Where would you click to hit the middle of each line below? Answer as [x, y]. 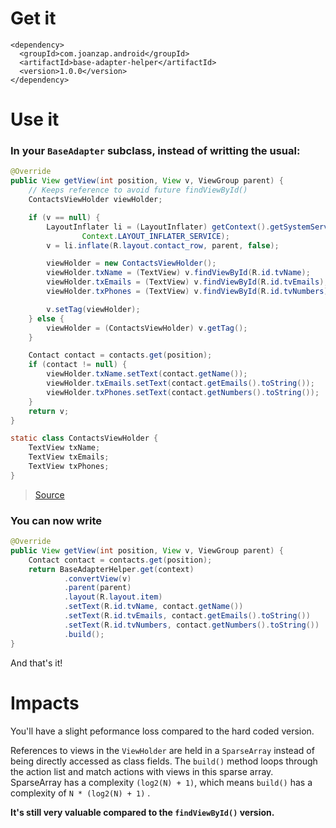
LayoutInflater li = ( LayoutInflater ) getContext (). [158, 227]
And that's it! [36, 663]
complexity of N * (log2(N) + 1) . [80, 793]
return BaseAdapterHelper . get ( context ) [111, 569]
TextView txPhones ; [69, 467]
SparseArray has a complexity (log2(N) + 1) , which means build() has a [161, 782]
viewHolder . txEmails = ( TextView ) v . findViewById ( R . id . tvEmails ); [187, 282]
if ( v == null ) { [64, 217]
